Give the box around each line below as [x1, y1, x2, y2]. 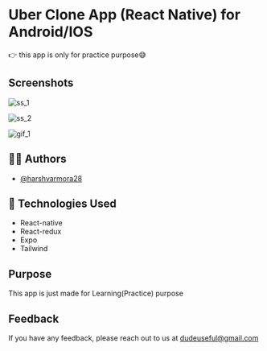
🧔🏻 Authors [8, 152, 67, 166]
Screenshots [8, 76, 74, 90]
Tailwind [19, 244, 48, 254]
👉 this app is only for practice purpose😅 [8, 50, 146, 60]
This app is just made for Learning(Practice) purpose [8, 288, 183, 299]
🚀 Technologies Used [8, 196, 117, 210]
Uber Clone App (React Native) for [8, 6, 241, 24]
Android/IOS [8, 23, 93, 41]
